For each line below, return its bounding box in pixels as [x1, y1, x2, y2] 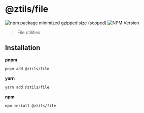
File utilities [17, 29, 40, 35]
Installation [5, 43, 40, 52]
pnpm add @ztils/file [5, 66, 50, 71]
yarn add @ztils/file [5, 85, 50, 90]
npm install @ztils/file [5, 103, 56, 108]
